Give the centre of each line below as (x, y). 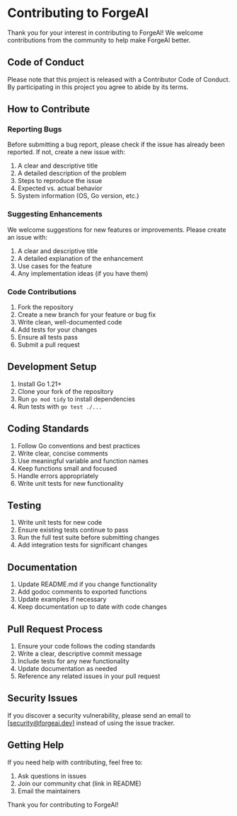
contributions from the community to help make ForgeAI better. (99, 40)
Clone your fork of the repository (65, 391)
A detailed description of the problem (72, 173)
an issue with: (28, 237)
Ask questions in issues (52, 776)
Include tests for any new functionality (73, 661)
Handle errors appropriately (58, 476)
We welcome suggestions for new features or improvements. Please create (117, 229)
